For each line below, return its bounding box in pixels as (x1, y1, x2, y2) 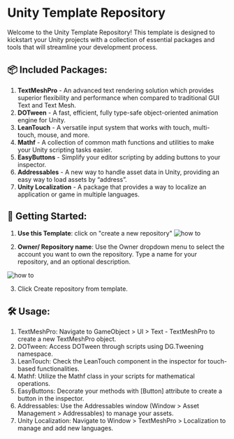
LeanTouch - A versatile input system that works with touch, (17, 123, 192, 131)
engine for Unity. (17, 115, 66, 124)
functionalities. (37, 365, 80, 373)
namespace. (17, 350, 54, 358)
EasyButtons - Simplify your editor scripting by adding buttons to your (17, 152, 221, 161)
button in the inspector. (17, 394, 85, 403)
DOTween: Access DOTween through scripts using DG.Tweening (17, 343, 204, 351)
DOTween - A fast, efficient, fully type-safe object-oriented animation (17, 108, 219, 117)
